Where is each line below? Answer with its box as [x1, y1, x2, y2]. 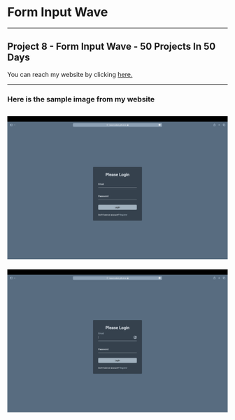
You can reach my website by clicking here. [7, 70, 133, 78]
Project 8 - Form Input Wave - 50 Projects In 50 [7, 41, 216, 52]
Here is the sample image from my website [7, 94, 155, 104]
